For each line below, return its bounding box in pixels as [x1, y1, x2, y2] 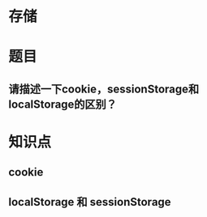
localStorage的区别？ [8, 97, 118, 111]
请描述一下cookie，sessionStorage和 [8, 82, 200, 96]
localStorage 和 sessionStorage [8, 195, 172, 209]
